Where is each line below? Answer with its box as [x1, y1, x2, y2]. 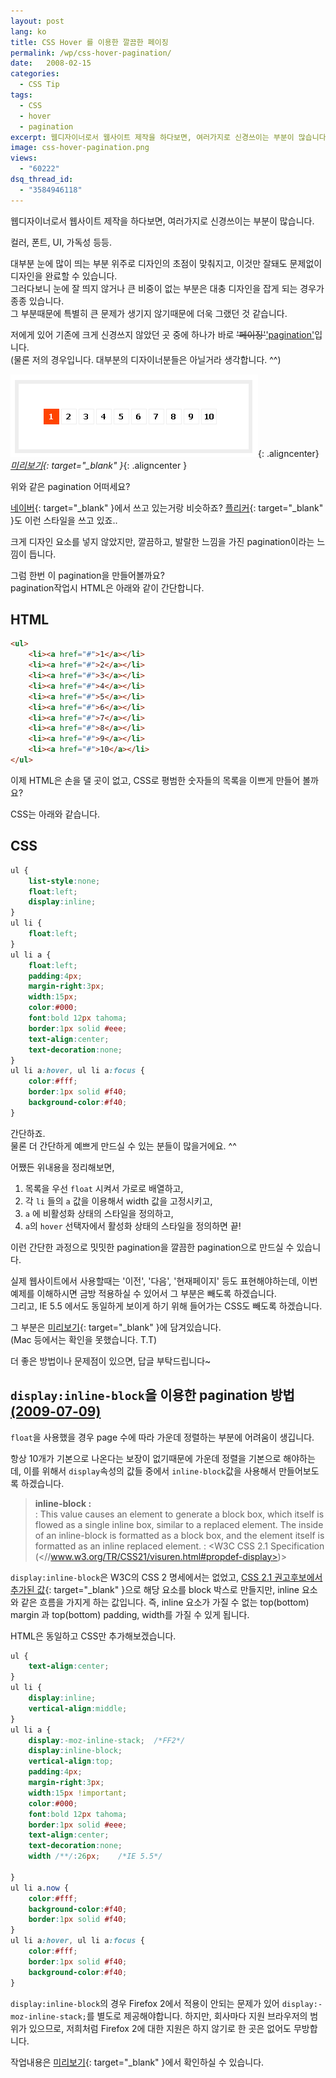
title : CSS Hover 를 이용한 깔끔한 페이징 [10, 37, 169, 47]
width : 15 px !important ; [28, 1788, 128, 1798]
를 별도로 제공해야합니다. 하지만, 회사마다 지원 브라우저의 [86, 2010, 308, 2022]
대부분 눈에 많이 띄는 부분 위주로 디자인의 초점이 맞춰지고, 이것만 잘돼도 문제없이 [10, 257, 323, 269]
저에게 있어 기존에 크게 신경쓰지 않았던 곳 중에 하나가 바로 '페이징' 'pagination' [10, 328, 315, 340]
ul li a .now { [10, 1883, 70, 1893]
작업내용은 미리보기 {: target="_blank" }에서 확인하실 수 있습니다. [10, 2056, 265, 2068]
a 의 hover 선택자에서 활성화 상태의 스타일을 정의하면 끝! [24, 1220, 242, 1232]
